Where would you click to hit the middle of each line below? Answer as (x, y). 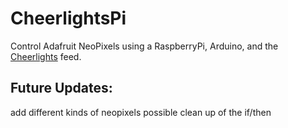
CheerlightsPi (68, 18)
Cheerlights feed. (46, 56)
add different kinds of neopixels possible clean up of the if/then (141, 112)
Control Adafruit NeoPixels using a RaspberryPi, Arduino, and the (144, 46)
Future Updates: (61, 88)
